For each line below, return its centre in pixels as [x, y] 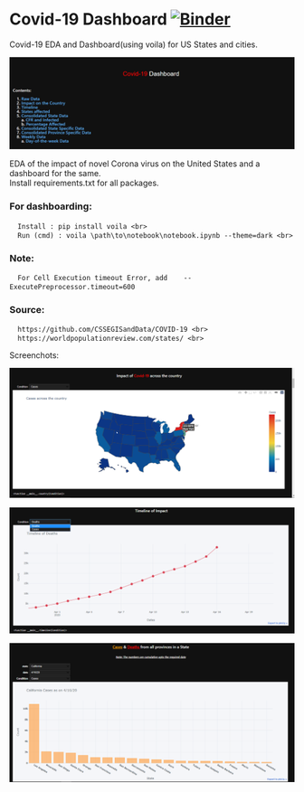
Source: [27, 309]
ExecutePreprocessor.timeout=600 [72, 287]
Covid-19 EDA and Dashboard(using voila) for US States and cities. [133, 44]
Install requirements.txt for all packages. [85, 183]
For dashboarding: [51, 206]
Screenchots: [34, 355]
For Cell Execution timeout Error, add [93, 278]
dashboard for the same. [55, 174]
